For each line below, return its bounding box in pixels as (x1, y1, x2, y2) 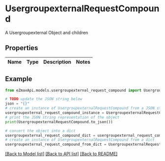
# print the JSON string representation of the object (5, 115, 120, 120)
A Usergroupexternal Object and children (5, 29, 88, 35)
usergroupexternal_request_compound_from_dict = (5, 142, 107, 147)
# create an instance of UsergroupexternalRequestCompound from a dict (5, 137, 155, 142)
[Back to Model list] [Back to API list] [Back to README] (5, 151, 118, 157)
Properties (5, 44, 38, 52)
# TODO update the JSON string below (5, 97, 82, 102)
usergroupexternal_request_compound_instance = (5, 110, 105, 115)
